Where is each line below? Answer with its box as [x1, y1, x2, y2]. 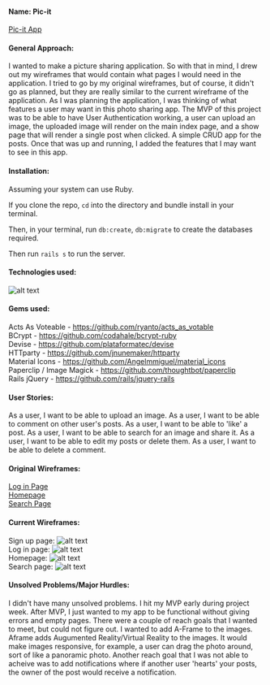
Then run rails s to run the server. [8, 249, 126, 258]
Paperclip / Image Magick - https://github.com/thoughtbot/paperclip [8, 366, 237, 375]
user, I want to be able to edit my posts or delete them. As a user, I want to [8, 436, 257, 446]
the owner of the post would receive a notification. [8, 667, 177, 677]
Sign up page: [8, 535, 55, 545]
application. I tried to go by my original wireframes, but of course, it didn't [8, 78, 255, 89]
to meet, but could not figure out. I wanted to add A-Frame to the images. [8, 624, 253, 634]
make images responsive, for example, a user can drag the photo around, [8, 641, 254, 651]
